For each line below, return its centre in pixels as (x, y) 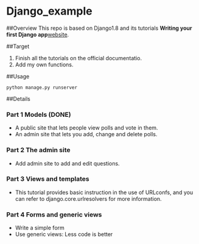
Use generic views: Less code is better (64, 234)
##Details (18, 99)
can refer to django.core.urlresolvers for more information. (89, 198)
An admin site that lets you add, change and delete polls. (86, 134)
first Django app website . (38, 34)
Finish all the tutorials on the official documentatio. (78, 58)
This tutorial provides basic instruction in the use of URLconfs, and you (104, 192)
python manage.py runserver (42, 87)
